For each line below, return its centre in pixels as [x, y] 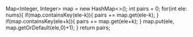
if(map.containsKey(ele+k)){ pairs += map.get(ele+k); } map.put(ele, [90, 21]
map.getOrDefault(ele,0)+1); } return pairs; [58, 27]
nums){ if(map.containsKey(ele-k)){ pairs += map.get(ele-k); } [82, 15]
